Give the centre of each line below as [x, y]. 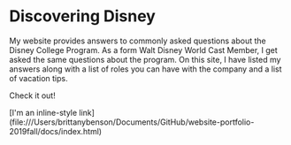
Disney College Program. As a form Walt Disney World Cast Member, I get [144, 50]
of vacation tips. [38, 78]
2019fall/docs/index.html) [56, 131]
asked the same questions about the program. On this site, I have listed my [145, 59]
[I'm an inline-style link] [52, 112]
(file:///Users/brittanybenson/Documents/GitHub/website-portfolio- [132, 122]
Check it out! [32, 95]
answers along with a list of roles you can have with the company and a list [145, 69]
